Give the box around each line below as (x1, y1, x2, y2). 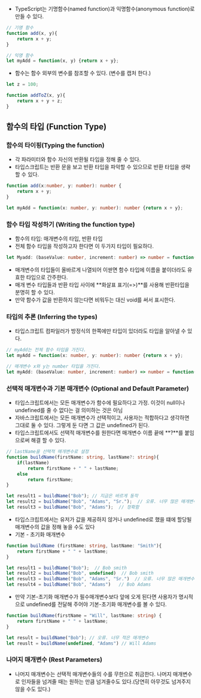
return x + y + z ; (17, 98, 63, 104)
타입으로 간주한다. (26, 274, 68, 281)
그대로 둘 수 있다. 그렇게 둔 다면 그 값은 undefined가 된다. (14, 422, 150, 429)
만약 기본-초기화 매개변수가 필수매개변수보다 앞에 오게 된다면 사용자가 (14, 593, 178, 601)
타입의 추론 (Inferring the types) (6, 313, 98, 321)
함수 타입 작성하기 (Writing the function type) (6, 220, 135, 228)
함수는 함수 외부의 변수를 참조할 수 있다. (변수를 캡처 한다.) (14, 70, 151, 77)
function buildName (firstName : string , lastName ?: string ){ (6, 454, 160, 461)
